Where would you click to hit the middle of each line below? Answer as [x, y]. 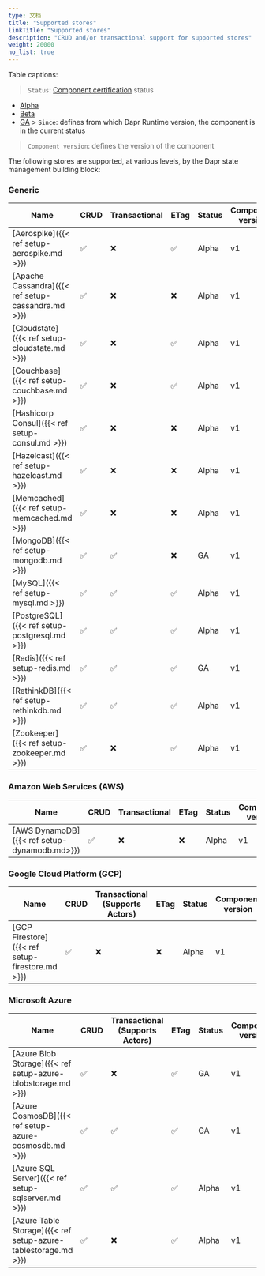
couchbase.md [40, 390]
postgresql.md [39, 635]
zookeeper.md [39, 753]
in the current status [52, 130]
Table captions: [33, 75]
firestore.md [35, 966]
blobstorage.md [41, 1083]
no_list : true [32, 52]
